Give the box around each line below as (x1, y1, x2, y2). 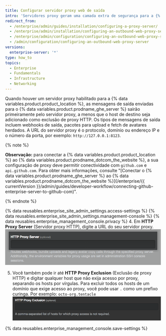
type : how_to (5, 55, 32, 60)
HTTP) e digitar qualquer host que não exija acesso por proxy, (12, 275, 139, 281)
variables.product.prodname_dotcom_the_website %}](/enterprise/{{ (5, 178, 145, 184)
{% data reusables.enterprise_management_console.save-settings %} (5, 326, 148, 332)
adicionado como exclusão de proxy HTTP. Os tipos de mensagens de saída (5, 117, 161, 123)
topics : (5, 60, 21, 66)
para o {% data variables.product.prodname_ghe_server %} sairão (5, 106, 140, 112)
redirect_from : (5, 18, 37, 23)
